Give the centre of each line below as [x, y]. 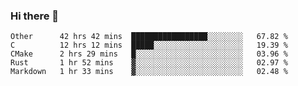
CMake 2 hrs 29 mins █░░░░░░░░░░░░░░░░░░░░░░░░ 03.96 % [149, 54]
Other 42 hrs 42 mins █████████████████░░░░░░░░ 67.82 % [149, 37]
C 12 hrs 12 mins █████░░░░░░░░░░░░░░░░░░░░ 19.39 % [149, 45]
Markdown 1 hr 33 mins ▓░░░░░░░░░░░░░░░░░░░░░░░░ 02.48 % [149, 72]
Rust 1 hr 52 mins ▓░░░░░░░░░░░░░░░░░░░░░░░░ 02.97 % [149, 63]
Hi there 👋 [35, 16]
